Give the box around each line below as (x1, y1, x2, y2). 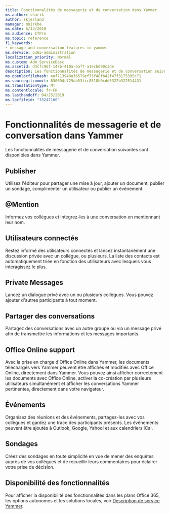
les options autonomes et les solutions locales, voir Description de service (5, 497, 160, 503)
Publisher (5, 167, 36, 175)
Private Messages (5, 278, 63, 287)
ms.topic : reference (5, 36, 49, 41)
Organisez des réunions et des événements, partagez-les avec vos (5, 414, 145, 420)
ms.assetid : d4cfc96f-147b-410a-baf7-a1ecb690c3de (5, 64, 114, 69)
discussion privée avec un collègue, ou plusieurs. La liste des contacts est (5, 252, 160, 259)
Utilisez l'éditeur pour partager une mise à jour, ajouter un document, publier (5, 180, 165, 186)
